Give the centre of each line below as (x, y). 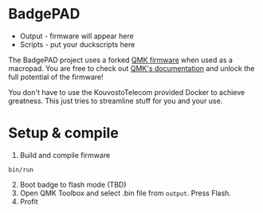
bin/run (21, 170)
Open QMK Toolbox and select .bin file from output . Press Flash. (125, 193)
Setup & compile (64, 133)
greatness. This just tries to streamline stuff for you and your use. (116, 101)
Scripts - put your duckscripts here (77, 44)
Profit (29, 201)
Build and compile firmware (65, 155)
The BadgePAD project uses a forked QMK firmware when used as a (121, 60)
